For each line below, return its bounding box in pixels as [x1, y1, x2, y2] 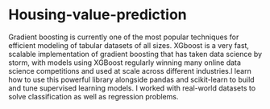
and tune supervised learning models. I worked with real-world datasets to [8, 83, 256, 93]
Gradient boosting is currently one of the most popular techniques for [8, 32, 239, 42]
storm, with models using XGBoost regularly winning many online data [8, 58, 242, 67]
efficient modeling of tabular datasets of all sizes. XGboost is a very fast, [8, 40, 250, 50]
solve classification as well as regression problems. [8, 91, 179, 101]
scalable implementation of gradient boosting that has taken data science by [8, 49, 263, 59]
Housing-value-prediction [8, 6, 187, 24]
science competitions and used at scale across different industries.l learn [8, 66, 251, 75]
